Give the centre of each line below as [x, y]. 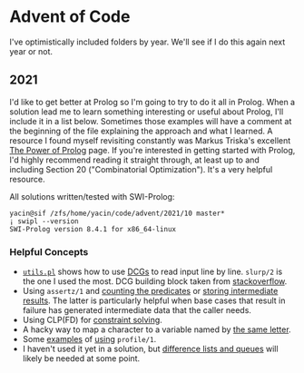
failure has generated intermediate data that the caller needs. [137, 310]
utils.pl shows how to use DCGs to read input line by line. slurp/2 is [152, 272]
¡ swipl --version [44, 221]
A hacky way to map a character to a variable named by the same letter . [157, 329]
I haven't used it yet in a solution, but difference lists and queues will [150, 349]
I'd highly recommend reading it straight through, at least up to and [135, 160]
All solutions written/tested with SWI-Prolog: [92, 196]
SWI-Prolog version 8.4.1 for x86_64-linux [93, 229]
